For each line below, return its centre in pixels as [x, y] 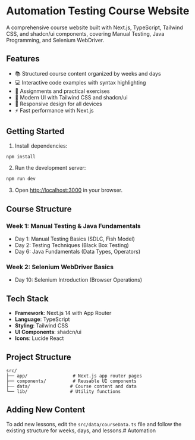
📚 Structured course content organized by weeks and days [88, 73]
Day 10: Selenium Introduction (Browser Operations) [78, 280]
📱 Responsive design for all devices [58, 104]
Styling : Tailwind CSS [41, 326]
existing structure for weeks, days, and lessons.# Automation [81, 430]
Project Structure [39, 357]
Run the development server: [50, 168]
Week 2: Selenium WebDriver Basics [60, 267]
